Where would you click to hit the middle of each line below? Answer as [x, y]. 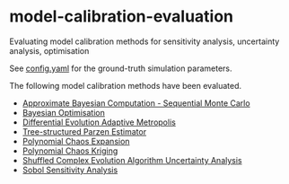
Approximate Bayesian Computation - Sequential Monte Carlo [136, 103]
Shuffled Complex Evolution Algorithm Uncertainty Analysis [132, 160]
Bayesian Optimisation [64, 112]
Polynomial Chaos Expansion [76, 141]
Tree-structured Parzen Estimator [84, 131]
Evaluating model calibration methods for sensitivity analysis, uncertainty [144, 41]
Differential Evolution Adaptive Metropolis [99, 122]
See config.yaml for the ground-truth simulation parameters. [121, 68]
